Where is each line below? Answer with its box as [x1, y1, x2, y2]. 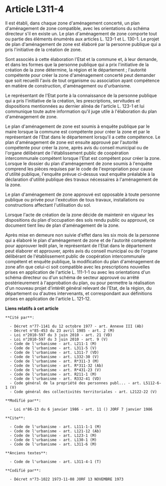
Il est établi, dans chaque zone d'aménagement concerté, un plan [5, 20, 140, 26]
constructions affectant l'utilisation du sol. [5, 202, 91, 208]
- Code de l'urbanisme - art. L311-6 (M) [9, 442, 97, 447]
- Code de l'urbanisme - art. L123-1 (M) [9, 433, 97, 438]
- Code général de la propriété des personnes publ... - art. [9, 381, 142, 386]
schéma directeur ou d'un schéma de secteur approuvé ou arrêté [5, 274, 140, 280]
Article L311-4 [5, 3, 64, 15]
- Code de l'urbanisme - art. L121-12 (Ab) [9, 429, 101, 434]
